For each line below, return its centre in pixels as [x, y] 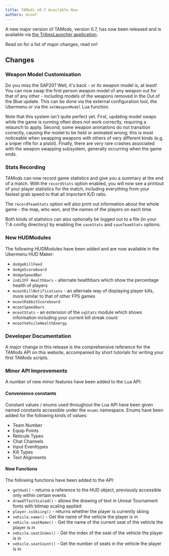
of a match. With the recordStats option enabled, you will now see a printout [84, 184]
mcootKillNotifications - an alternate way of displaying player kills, [83, 290]
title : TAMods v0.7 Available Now [42, 10]
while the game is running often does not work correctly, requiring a [76, 122]
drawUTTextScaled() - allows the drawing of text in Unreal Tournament [85, 500]
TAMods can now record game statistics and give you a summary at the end [84, 178]
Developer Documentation [38, 336]
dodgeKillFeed [27, 264]
